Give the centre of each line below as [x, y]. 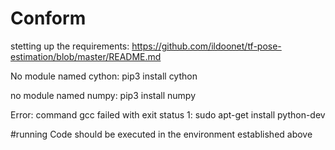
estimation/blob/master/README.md [86, 56]
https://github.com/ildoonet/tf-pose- [206, 46]
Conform [48, 18]
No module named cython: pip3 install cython [104, 76]
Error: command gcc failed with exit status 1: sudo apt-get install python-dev [168, 114]
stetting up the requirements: [70, 46]
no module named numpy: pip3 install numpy [103, 95]
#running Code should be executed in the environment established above [161, 134]
